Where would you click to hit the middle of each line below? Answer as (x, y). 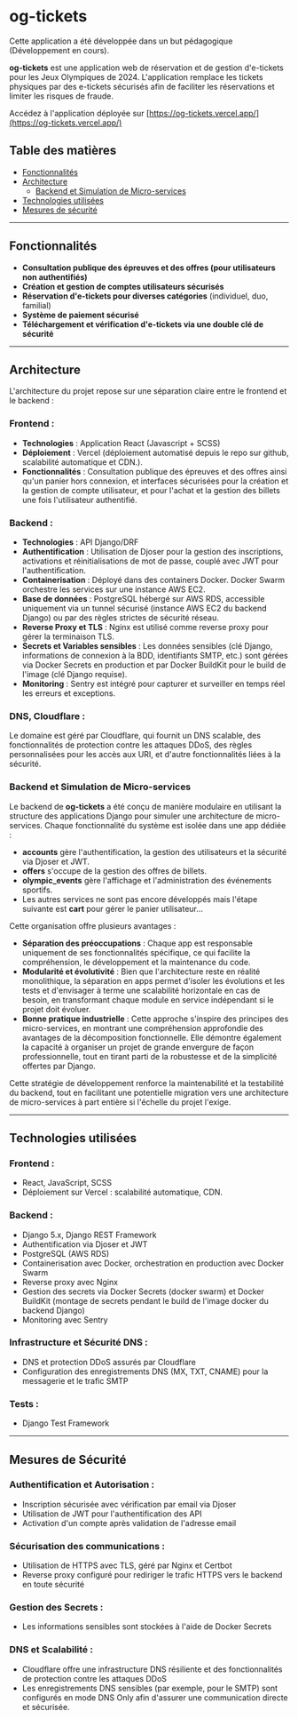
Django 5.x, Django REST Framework (89, 1235)
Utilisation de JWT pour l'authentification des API (112, 1514)
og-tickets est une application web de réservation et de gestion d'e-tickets (146, 68)
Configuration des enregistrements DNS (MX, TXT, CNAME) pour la (145, 1371)
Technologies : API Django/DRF (80, 542)
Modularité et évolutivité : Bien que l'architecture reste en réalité (141, 971)
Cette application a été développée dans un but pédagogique (121, 41)
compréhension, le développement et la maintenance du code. (136, 962)
